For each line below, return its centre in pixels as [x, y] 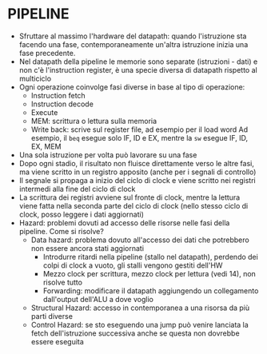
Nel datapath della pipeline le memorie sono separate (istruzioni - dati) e [138, 62]
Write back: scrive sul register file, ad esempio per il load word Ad [139, 129]
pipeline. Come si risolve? [62, 231]
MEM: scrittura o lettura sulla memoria [94, 121]
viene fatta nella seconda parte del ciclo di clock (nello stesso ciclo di [133, 205]
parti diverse [52, 316]
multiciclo [35, 78]
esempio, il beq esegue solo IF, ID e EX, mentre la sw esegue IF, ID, [139, 137]
